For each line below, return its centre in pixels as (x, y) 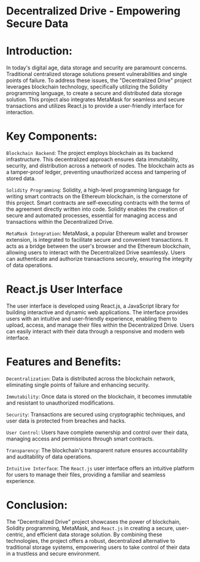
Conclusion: (37, 505)
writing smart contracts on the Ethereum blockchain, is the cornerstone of (97, 196)
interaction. (20, 113)
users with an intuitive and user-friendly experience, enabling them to (92, 319)
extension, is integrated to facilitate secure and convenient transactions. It (97, 240)
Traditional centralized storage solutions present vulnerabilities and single (97, 74)
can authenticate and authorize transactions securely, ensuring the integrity (99, 259)
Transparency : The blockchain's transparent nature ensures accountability (97, 450)
